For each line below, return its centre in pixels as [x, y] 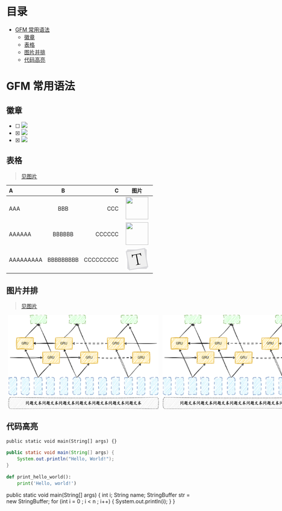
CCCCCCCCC [102, 260]
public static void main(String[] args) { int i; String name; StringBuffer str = [98, 495]
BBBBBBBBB [63, 260]
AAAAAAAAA [26, 260]
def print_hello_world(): [39, 477]
